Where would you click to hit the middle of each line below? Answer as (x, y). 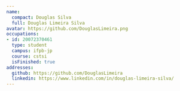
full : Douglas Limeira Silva (48, 23)
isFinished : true (34, 62)
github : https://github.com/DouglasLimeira (67, 73)
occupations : (23, 34)
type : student (29, 45)
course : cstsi (29, 56)
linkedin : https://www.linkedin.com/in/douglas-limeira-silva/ (93, 78)
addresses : (20, 67)
